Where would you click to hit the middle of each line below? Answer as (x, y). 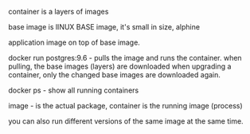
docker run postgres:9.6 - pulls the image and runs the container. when (125, 58)
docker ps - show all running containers (74, 90)
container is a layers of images (59, 12)
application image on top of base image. (74, 42)
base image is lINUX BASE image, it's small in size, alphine (104, 27)
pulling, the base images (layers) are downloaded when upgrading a (120, 66)
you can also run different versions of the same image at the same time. (126, 121)
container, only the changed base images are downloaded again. (115, 75)
